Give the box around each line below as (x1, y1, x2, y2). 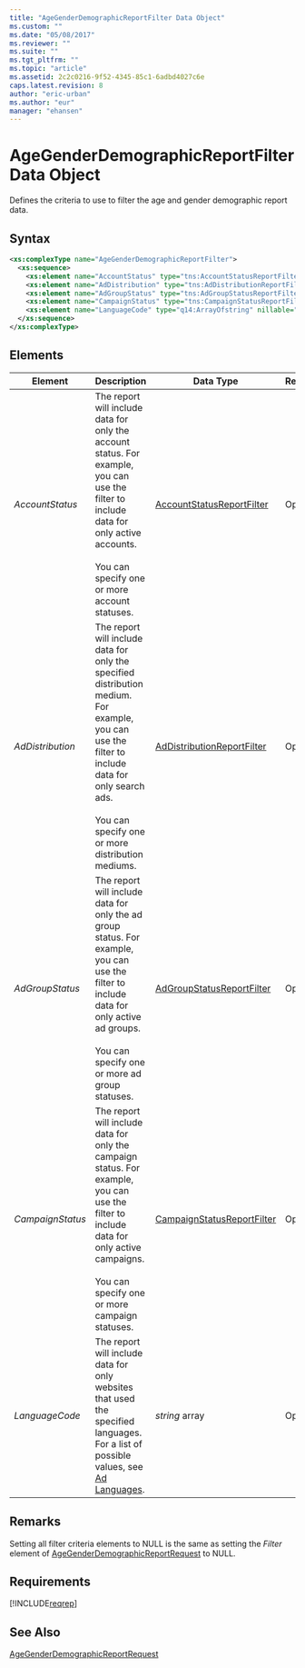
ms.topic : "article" (9, 65, 88, 74)
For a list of (94, 1437, 143, 1450)
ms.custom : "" (9, 22, 64, 31)
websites (94, 1381, 133, 1393)
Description (94, 375, 147, 387)
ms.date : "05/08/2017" (9, 30, 95, 39)
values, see (94, 1460, 143, 1473)
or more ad (94, 1067, 143, 1080)
